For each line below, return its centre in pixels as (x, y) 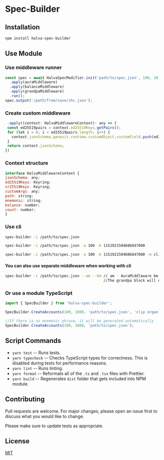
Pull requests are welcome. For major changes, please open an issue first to (81, 411)
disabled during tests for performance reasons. (60, 363)
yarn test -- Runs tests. (36, 352)
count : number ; (20, 210)
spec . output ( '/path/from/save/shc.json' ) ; (49, 100)
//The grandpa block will (130, 281)
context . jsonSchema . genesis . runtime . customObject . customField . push (82, 137)
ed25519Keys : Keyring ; (28, 182)
